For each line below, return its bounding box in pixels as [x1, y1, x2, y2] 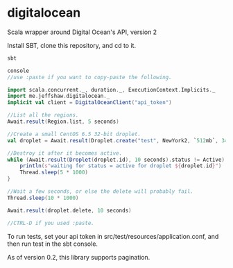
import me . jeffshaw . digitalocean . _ [7, 92, 110, 100]
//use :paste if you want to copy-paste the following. [7, 74, 172, 81]
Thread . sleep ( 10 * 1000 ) [7, 194, 79, 201]
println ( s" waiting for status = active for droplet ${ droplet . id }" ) [19, 162, 222, 169]
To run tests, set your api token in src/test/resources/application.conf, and [7, 232, 219, 240]
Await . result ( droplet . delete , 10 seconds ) [7, 207, 132, 214]
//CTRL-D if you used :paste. [7, 219, 95, 226]
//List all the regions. [7, 112, 79, 119]
